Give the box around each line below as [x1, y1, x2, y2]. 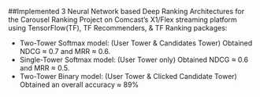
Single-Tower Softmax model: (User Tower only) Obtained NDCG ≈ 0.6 [19, 55, 249, 64]
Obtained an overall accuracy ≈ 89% [19, 80, 139, 89]
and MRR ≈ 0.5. [19, 63, 70, 73]
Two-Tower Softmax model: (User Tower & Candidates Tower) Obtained [19, 38, 253, 48]
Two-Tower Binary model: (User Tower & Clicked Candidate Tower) [19, 72, 238, 81]
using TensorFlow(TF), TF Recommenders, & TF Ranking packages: [8, 23, 228, 32]
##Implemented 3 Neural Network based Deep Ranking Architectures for [8, 7, 245, 16]
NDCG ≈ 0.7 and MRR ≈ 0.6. [19, 47, 111, 56]
